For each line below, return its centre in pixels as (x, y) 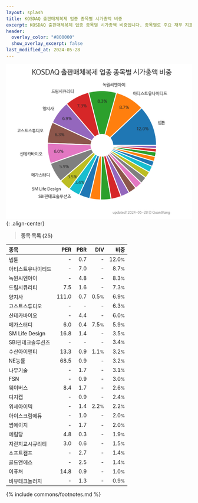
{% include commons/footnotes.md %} (54, 494)
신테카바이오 (23, 315)
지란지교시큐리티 (28, 443)
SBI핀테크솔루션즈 (29, 342)
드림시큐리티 (23, 288)
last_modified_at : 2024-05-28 (43, 50)
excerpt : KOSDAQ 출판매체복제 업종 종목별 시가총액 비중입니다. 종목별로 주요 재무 (94, 25)
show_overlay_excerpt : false (47, 44)
